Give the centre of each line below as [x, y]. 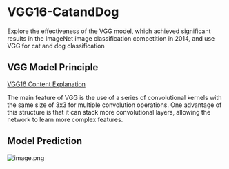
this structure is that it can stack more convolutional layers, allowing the [109, 112]
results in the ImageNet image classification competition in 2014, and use [111, 38]
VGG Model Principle [53, 67]
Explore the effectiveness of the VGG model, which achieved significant [109, 31]
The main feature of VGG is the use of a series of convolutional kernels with [114, 97]
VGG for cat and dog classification [56, 46]
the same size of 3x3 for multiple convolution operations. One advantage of [114, 105]
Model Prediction [45, 141]
